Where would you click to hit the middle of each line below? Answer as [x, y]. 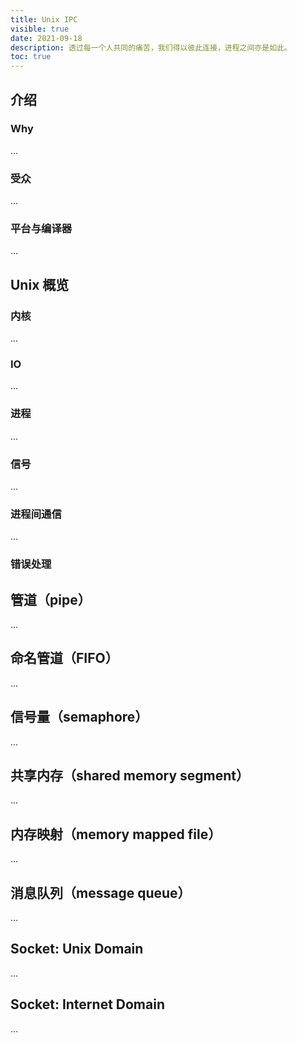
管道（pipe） [51, 599]
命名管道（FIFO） [64, 658]
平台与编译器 [41, 229]
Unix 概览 [40, 284]
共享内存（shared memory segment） [130, 776]
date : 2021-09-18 [46, 38]
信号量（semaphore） [79, 717]
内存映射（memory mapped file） [116, 834]
